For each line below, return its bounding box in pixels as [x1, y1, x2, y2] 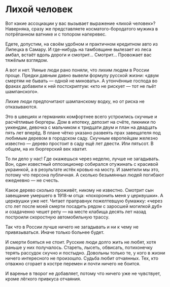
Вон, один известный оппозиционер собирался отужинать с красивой [5, 161, 158, 167]
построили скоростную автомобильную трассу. [5, 214, 110, 220]
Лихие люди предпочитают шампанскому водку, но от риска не [5, 98, 145, 104]
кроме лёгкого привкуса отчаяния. [5, 275, 81, 282]
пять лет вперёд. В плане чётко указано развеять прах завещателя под [5, 129, 161, 135]
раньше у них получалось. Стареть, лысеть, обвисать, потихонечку [5, 244, 153, 250]
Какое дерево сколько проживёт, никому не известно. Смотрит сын [5, 187, 154, 193]
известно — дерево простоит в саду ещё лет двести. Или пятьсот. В [5, 140, 154, 147]
